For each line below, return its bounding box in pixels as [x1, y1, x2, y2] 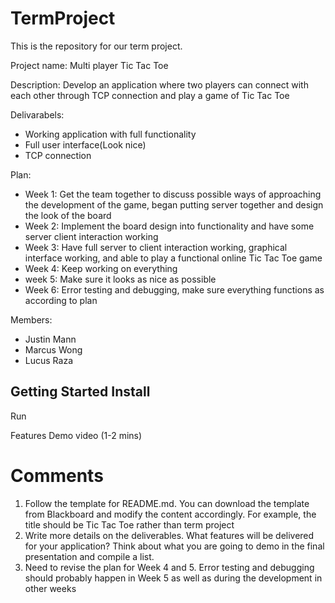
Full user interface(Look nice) [24, 138, 147, 151]
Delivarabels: [10, 108, 65, 121]
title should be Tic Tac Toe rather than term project [24, 518, 235, 531]
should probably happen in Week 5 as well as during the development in [24, 572, 323, 584]
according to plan [24, 294, 98, 306]
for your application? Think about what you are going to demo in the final [24, 540, 325, 552]
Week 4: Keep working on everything [24, 262, 178, 274]
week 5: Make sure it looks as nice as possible [24, 273, 217, 285]
